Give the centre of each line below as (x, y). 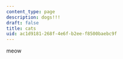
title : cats (21, 28)
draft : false (23, 23)
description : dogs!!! (33, 17)
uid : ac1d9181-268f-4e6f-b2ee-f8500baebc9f (62, 34)
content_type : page (31, 12)
